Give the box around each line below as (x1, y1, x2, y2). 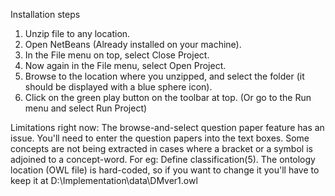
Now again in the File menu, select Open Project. (24, 60, 227, 71)
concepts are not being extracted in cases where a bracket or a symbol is (10, 143, 313, 154)
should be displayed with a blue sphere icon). (24, 81, 213, 93)
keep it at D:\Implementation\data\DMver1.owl (10, 175, 198, 186)
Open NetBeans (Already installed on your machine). (24, 39, 242, 50)
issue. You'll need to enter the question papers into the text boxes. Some (10, 132, 310, 144)
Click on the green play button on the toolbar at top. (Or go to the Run (24, 92, 312, 103)
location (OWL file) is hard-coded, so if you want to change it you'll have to (10, 164, 320, 176)
